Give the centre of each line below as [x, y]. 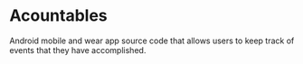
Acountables [59, 16]
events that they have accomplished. [78, 50]
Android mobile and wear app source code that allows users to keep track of [152, 41]
